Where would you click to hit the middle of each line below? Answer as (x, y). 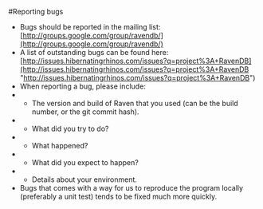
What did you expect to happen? (85, 162)
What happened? (60, 146)
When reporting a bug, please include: (82, 86)
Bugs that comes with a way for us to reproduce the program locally (131, 188)
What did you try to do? (70, 128)
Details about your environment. (84, 179)
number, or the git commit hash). (85, 112)
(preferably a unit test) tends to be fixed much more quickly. (118, 196)
